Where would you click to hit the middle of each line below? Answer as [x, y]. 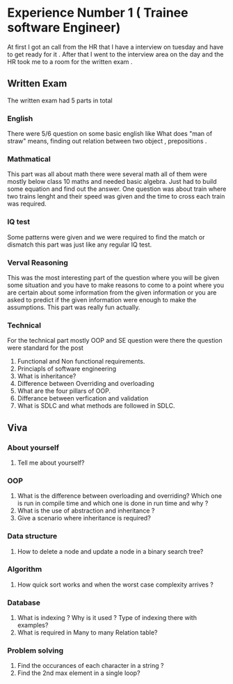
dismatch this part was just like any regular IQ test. [80, 244]
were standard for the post [45, 348]
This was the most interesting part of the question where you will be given [113, 277]
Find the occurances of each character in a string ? [90, 666]
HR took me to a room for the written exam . [70, 61]
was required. [27, 204]
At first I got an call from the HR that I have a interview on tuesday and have [115, 47]
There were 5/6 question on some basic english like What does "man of [110, 134]
